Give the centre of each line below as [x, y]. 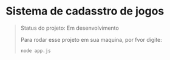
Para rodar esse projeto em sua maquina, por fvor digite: [91, 39]
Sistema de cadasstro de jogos [85, 11]
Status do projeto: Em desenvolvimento [70, 28]
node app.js [36, 51]
